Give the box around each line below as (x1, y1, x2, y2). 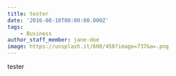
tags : (7, 23, 23, 30)
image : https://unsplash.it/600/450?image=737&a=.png (7, 43, 170, 50)
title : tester (7, 10, 49, 18)
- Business (20, 30, 52, 37)
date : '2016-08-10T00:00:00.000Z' (7, 17, 110, 24)
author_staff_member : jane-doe (7, 37, 100, 44)
